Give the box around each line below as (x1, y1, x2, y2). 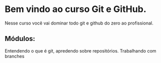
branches (5, 53, 25, 59)
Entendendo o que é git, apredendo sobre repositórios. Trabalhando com (5, 47, 157, 53)
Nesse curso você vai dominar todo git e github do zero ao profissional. (5, 20, 153, 26)
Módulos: (5, 34, 36, 43)
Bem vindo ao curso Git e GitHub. (5, 3, 147, 15)
